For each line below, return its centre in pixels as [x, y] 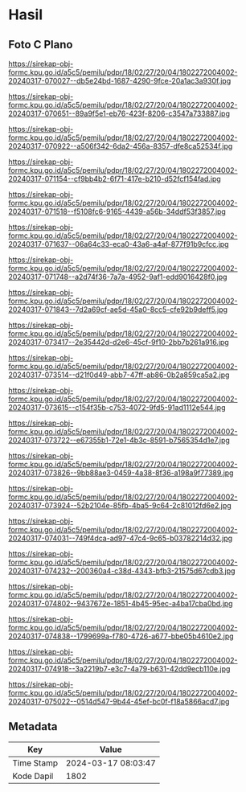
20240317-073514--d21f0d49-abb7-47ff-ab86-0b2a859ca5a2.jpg [119, 375]
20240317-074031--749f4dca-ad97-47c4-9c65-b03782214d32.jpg [121, 538]
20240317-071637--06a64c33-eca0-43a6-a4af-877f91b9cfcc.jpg [119, 244]
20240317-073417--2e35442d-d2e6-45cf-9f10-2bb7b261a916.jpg [119, 342]
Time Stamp [35, 763]
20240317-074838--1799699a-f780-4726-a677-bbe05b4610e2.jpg [121, 636]
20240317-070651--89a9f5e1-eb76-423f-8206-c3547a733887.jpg [119, 113]
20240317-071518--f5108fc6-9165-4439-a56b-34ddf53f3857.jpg [117, 211]
